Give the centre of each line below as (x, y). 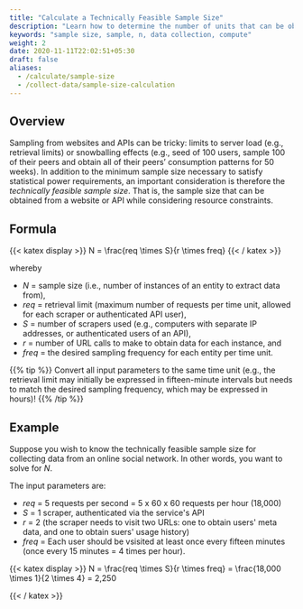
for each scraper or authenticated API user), (104, 314)
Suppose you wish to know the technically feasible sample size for (133, 449)
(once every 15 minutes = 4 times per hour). (104, 551)
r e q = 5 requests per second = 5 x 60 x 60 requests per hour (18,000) (152, 503)
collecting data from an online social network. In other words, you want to (146, 459)
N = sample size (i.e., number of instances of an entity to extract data (151, 286)
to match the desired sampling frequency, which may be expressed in (139, 390)
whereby (26, 268)
